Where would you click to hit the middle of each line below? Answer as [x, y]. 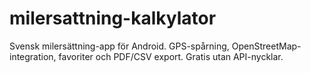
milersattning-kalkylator [113, 18]
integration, [33, 56]
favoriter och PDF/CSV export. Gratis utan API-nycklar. [171, 56]
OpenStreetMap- [266, 46]
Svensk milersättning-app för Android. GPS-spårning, [119, 46]
